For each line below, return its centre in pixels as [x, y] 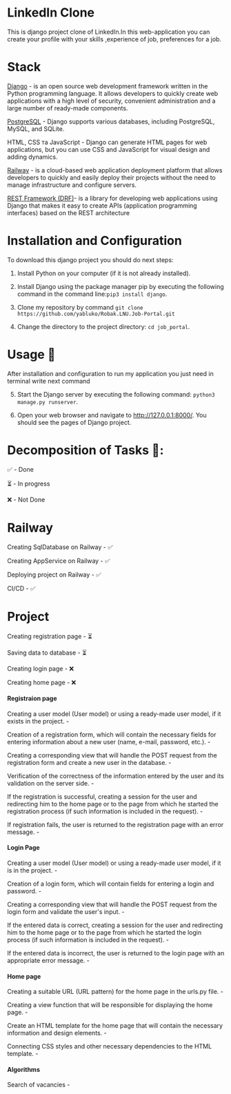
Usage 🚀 [31, 355]
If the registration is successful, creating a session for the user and [102, 796]
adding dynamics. [32, 157]
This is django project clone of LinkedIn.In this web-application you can [109, 32]
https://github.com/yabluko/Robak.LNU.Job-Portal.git [96, 314]
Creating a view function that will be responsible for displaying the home [110, 1005]
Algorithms [23, 1069]
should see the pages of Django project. [74, 422]
